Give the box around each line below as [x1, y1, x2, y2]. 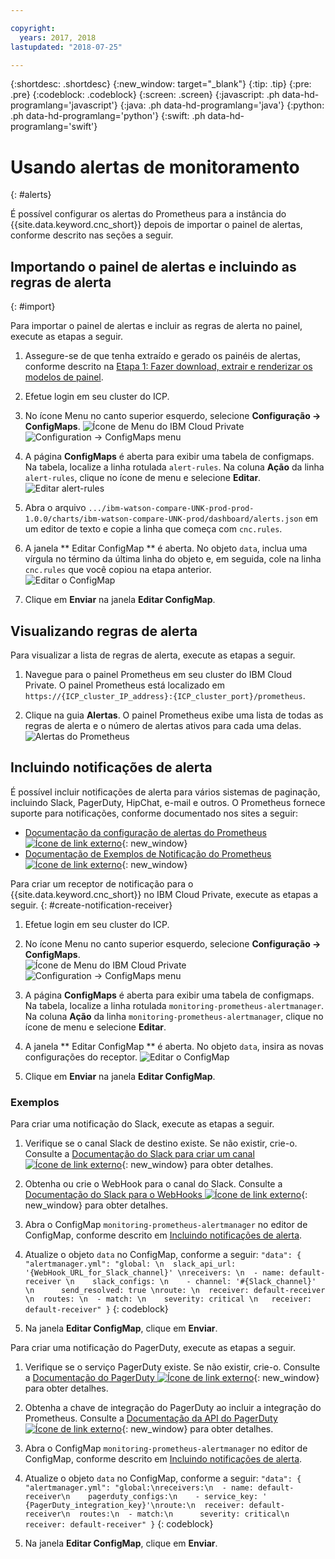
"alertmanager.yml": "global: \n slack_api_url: [24, 1259, 237, 1270]
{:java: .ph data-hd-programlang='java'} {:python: [119, 99, 325, 111]
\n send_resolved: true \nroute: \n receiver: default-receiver [24, 1286, 326, 1296]
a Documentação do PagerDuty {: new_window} [24, 1372, 320, 1384]
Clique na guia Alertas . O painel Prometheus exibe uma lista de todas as [24, 709, 324, 721]
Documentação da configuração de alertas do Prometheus [24, 826, 267, 838]
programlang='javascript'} [10, 99, 118, 111]
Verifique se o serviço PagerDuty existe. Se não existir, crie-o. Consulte [24, 1361, 321, 1373]
